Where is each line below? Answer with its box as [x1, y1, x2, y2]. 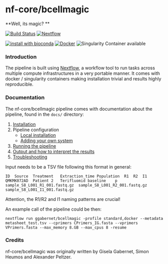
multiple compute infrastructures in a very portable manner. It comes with [5, 70, 160, 76]
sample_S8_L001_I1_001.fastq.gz [5, 187, 74, 192]
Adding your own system [20, 137, 73, 144]
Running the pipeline [12, 143, 56, 149]
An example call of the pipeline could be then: [5, 206, 102, 212]
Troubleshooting [12, 154, 47, 160]
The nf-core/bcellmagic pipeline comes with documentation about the [5, 106, 153, 112]
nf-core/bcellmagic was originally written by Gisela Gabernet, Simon [5, 248, 149, 254]
